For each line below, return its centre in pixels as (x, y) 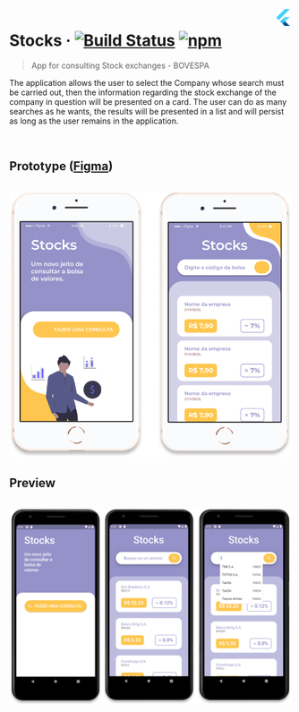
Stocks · (40, 41)
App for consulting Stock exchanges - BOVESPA (120, 65)
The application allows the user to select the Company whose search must (147, 82)
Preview (33, 483)
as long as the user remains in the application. (94, 121)
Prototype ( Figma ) (61, 166)
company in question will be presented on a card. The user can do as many (148, 101)
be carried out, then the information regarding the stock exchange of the (143, 92)
